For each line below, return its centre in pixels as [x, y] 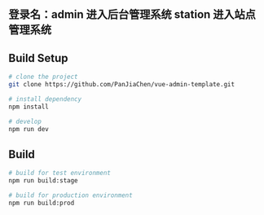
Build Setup [38, 58]
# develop [25, 121]
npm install [29, 107]
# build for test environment [60, 173]
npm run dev [29, 129]
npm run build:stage [44, 181]
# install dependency [45, 99]
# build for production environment [70, 195]
